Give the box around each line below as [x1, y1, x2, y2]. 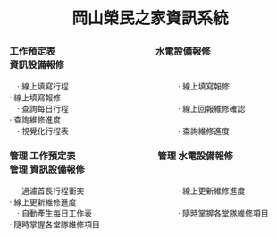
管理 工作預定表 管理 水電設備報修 [9, 149, 234, 162]
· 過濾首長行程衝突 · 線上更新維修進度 [16, 185, 246, 196]
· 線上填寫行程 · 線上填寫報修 [16, 81, 230, 91]
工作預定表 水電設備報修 [9, 46, 211, 58]
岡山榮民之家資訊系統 [71, 8, 229, 29]
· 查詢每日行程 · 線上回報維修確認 [16, 103, 246, 114]
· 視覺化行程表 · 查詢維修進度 [16, 125, 230, 136]
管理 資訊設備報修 [9, 163, 85, 175]
